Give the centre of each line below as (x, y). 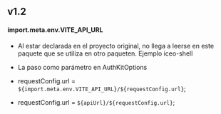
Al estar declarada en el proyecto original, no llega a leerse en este (116, 46)
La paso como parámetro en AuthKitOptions (82, 67)
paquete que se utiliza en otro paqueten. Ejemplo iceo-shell (105, 53)
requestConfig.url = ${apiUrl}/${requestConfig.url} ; (96, 102)
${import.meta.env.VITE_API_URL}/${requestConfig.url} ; (102, 88)
